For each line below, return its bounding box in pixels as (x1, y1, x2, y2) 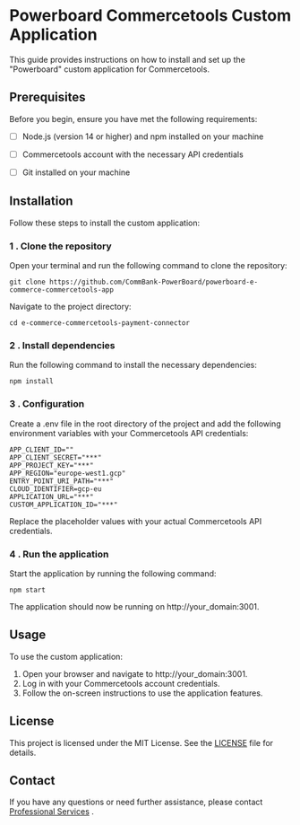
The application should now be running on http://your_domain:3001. (9, 601, 260, 611)
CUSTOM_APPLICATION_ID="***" (9, 500, 118, 509)
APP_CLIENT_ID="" (9, 445, 74, 454)
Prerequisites (9, 90, 86, 105)
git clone (9, 277, 47, 287)
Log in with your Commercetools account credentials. (21, 678, 220, 689)
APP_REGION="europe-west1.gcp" (9, 469, 126, 478)
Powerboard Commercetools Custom (9, 5, 292, 26)
